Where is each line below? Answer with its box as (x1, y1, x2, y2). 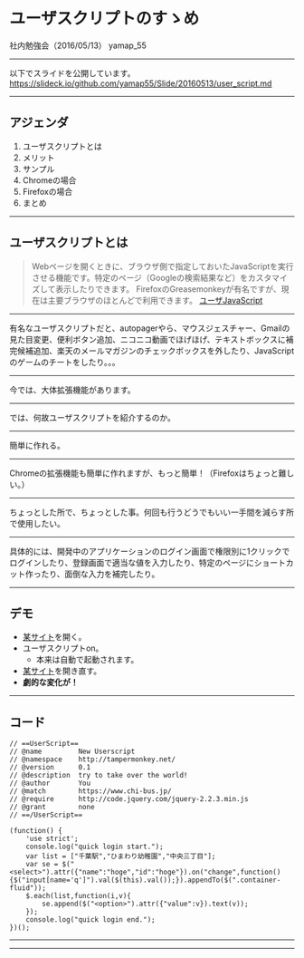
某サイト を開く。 (22, 632, 87, 643)
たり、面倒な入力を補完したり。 (40, 568, 160, 579)
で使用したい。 (9, 518, 65, 528)
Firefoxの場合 (22, 186, 73, 197)
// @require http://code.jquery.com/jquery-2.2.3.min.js (9, 795, 249, 804)
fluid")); (9, 884, 47, 893)
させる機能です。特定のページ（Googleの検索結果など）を (31, 272, 249, 283)
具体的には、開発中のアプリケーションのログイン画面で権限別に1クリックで (9, 546, 290, 556)
